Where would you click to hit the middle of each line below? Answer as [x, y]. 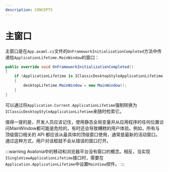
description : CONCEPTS [29, 10]
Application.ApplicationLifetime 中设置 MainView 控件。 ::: [65, 164]
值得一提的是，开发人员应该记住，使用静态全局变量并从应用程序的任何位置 [82, 122]
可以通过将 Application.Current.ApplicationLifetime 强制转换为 [71, 105]
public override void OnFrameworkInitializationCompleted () [70, 67]
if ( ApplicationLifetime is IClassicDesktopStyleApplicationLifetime [89, 76]
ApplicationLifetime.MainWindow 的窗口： [57, 57]
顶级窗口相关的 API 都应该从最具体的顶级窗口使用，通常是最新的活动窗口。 [83, 134]
